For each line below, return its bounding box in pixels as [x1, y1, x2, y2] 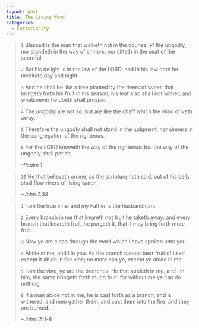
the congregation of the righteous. [20, 132, 105, 139]
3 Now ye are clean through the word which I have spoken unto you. [20, 238, 188, 245]
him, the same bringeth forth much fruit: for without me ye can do [20, 274, 181, 281]
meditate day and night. [20, 72, 79, 79]
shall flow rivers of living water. [20, 179, 97, 186]
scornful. [20, 54, 43, 61]
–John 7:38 [20, 191, 49, 198]
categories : [6, 20, 36, 26]
